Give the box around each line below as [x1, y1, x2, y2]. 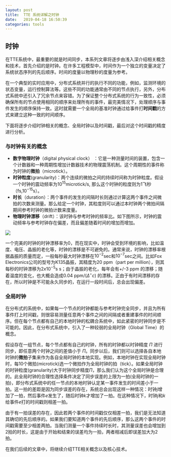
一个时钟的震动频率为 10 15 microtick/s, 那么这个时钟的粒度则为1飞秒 [12, 180, 152, 187]
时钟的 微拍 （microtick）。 [17, 168, 70, 174]
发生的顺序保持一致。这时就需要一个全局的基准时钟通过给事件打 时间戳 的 [9, 105, 161, 112]
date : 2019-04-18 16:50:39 [5, 17, 67, 22]
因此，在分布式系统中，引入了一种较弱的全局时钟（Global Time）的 [22, 324, 164, 330]
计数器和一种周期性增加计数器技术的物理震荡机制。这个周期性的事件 [17, 162, 160, 168]
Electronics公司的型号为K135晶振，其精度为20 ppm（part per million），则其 [5, 259, 164, 265]
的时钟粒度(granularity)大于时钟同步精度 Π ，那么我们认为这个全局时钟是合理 [5, 367, 164, 373]
